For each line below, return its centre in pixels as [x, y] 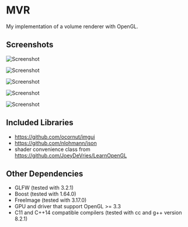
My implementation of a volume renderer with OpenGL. [72, 26]
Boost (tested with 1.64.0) [45, 194]
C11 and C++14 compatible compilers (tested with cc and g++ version [98, 213]
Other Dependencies [45, 173]
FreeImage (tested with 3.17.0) [51, 200]
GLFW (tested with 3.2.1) [44, 188]
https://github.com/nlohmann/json [56, 143]
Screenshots [30, 45]
